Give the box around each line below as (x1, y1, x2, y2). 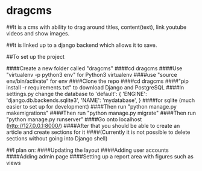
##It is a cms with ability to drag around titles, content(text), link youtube (6, 23, 187, 31)
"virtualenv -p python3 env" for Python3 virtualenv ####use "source (6, 71, 177, 78)
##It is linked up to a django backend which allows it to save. (6, 41, 157, 49)
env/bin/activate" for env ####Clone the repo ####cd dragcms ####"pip (6, 77, 189, 85)
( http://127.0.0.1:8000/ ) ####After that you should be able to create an (6, 122, 180, 129)
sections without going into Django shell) (6, 134, 108, 142)
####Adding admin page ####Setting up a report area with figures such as (6, 152, 194, 160)
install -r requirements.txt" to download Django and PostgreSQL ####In (6, 83, 185, 91)
